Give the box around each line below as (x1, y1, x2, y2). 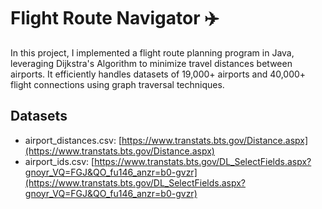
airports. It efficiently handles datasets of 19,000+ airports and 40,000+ (10, 68, 307, 80)
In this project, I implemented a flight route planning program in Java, (10, 46, 295, 59)
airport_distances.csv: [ (24, 134, 123, 146)
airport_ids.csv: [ (24, 155, 95, 167)
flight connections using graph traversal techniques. (10, 78, 225, 90)
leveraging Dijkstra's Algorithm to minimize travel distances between (10, 57, 293, 69)
